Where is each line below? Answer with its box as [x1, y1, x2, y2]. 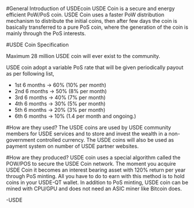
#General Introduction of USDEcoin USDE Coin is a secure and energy [6, 5, 175, 12]
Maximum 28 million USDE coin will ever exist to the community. [6, 53, 161, 59]
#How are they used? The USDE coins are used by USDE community [6, 124, 171, 131]
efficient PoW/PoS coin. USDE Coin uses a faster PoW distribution [6, 11, 165, 18]
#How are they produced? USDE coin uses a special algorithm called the [6, 154, 181, 161]
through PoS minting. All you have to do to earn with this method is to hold [6, 173, 185, 179]
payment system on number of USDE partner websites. [6, 143, 139, 149]
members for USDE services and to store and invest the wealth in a [6, 130, 168, 137]
